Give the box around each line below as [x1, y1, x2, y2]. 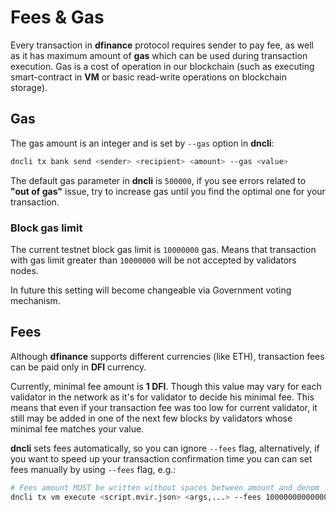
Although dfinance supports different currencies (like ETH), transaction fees [10, 350, 325, 362]
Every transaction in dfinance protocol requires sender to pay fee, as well [10, 39, 314, 51]
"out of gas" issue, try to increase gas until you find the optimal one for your [10, 185, 326, 197]
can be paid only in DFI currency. [10, 361, 147, 373]
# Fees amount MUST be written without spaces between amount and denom [10, 482, 320, 493]
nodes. [10, 264, 39, 276]
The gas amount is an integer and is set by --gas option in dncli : [10, 137, 275, 149]
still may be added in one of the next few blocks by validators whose [10, 412, 293, 424]
